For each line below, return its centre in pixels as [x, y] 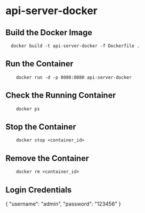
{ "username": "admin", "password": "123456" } [63, 204]
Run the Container [40, 64]
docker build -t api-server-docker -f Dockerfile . [75, 46]
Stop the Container [41, 127]
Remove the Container [47, 158]
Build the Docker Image [49, 33]
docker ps [28, 109]
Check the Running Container [61, 95]
